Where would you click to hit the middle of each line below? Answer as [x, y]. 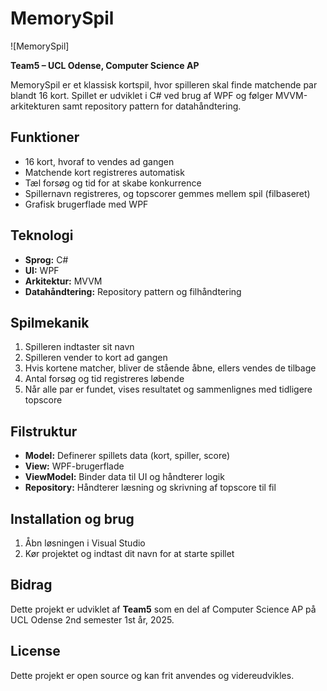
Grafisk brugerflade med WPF [86, 204]
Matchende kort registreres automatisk [104, 172]
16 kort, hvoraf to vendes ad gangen [99, 161]
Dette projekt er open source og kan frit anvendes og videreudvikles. [152, 675]
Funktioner [45, 137]
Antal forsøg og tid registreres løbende [104, 379]
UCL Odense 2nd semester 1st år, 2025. [92, 619]
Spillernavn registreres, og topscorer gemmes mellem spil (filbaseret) [167, 193]
